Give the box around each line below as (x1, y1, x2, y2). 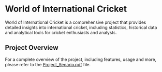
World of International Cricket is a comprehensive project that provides (5, 19, 147, 25)
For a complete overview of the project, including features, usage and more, (5, 57, 157, 62)
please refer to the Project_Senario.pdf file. (5, 61, 91, 67)
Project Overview (5, 43, 59, 52)
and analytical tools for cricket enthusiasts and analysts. (5, 29, 117, 35)
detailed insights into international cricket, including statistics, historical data (5, 24, 157, 30)
